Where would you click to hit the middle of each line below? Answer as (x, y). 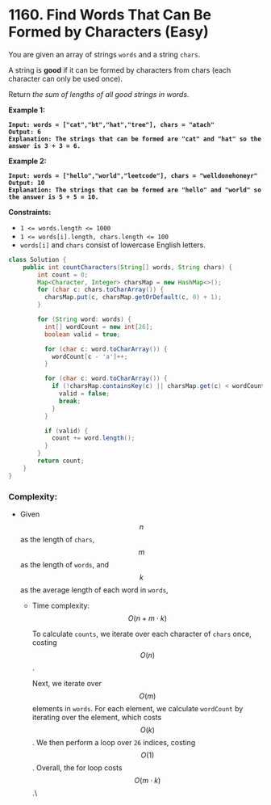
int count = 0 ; (63, 275)
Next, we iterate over (67, 683)
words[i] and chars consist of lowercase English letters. (113, 245)
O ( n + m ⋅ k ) (148, 618)
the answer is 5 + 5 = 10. (54, 197)
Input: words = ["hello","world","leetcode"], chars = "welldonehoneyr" (133, 175)
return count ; (61, 461)
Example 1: (27, 110)
